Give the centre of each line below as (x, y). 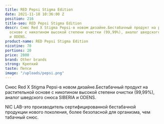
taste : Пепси (18, 69)
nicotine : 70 (18, 46)
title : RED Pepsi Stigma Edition (39, 10)
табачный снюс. (22, 117)
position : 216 (20, 19)
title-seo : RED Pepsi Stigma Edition (43, 23)
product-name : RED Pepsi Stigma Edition (47, 41)
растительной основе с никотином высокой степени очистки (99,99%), (80, 92)
